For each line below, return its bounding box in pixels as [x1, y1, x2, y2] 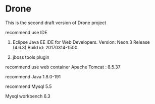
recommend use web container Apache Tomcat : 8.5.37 [5, 64, 121, 70]
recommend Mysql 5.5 [5, 83, 52, 89]
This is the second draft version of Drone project [5, 20, 107, 26]
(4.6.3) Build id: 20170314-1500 [12, 44, 78, 50]
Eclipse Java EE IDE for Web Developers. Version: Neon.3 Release [12, 39, 150, 45]
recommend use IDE [5, 29, 48, 35]
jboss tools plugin [12, 54, 49, 60]
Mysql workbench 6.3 [5, 93, 50, 99]
